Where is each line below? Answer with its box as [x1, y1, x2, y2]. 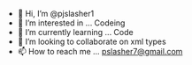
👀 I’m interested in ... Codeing [17, 18, 126, 28]
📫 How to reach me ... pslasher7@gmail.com [17, 47, 183, 56]
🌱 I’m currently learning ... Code [17, 27, 134, 37]
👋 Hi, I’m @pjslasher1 [17, 9, 95, 18]
